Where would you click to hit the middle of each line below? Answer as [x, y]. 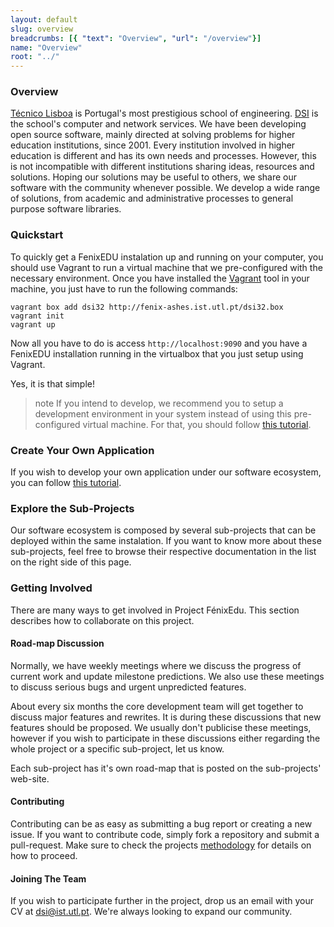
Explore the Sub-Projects [72, 508]
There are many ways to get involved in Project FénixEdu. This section [155, 610]
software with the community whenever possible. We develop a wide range [165, 188]
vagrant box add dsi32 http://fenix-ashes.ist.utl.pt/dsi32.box [147, 307]
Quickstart [37, 235]
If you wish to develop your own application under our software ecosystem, [166, 472]
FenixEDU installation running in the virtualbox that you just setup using [157, 353]
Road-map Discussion [57, 643]
